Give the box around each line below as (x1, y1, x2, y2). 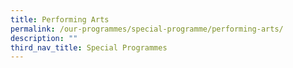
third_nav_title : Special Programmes (10, 42, 168, 53)
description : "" (10, 33, 78, 43)
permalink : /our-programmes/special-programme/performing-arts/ (10, 24, 284, 34)
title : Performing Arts (10, 14, 110, 25)
